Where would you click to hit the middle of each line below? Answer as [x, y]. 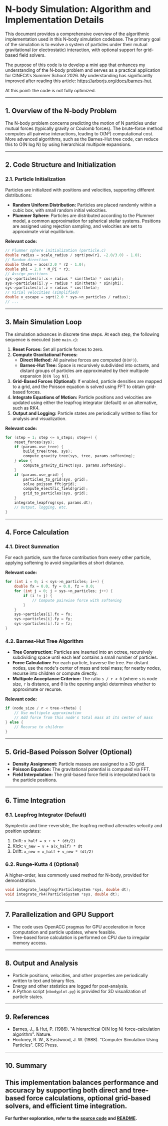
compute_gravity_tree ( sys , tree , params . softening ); [79, 456]
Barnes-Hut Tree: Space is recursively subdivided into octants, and [89, 365]
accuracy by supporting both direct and [68, 1091]
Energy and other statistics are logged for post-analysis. [70, 986]
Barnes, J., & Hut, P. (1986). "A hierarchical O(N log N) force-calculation [86, 1029]
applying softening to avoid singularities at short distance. [65, 563]
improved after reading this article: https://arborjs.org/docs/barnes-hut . [79, 81]
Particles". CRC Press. [35, 1045]
